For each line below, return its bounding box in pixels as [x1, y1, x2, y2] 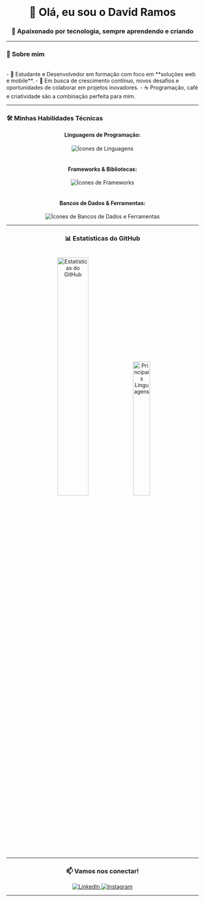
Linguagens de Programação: [64, 131, 141, 139]
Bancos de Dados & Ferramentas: [59, 199, 146, 206]
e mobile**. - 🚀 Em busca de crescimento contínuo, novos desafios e [6, 77, 179, 84]
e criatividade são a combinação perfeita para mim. [6, 92, 136, 99]
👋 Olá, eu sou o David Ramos [29, 5, 176, 20]
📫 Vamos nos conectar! [66, 867, 139, 875]
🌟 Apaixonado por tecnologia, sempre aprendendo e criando [11, 27, 194, 35]
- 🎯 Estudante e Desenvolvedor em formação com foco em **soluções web [6, 70, 196, 78]
